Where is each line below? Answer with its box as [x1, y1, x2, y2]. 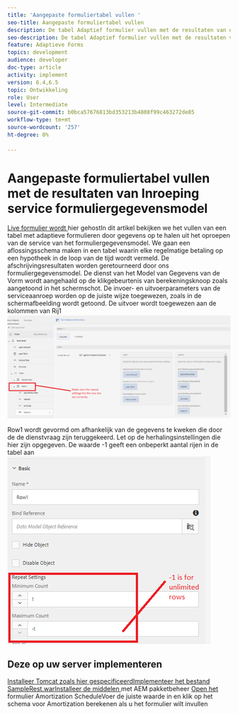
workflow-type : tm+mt [7, 116, 72, 123]
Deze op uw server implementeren [7, 658, 163, 670]
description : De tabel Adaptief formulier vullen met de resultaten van [7, 26, 227, 33]
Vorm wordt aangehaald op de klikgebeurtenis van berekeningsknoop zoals [7, 277, 228, 285]
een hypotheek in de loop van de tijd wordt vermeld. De [7, 254, 170, 263]
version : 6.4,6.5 [7, 79, 59, 86]
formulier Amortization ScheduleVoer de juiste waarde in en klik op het [7, 692, 213, 701]
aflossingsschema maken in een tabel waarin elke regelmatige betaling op [7, 246, 223, 255]
